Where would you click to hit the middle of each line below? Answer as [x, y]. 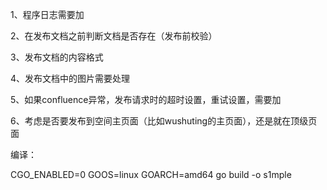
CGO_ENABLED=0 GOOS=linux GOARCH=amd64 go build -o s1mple [151, 174]
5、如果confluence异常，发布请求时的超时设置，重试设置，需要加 [146, 99]
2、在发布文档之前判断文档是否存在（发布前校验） [114, 36]
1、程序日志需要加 [47, 14]
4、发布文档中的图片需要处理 [70, 78]
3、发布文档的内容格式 [57, 57]
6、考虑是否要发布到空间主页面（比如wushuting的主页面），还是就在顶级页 [164, 121]
